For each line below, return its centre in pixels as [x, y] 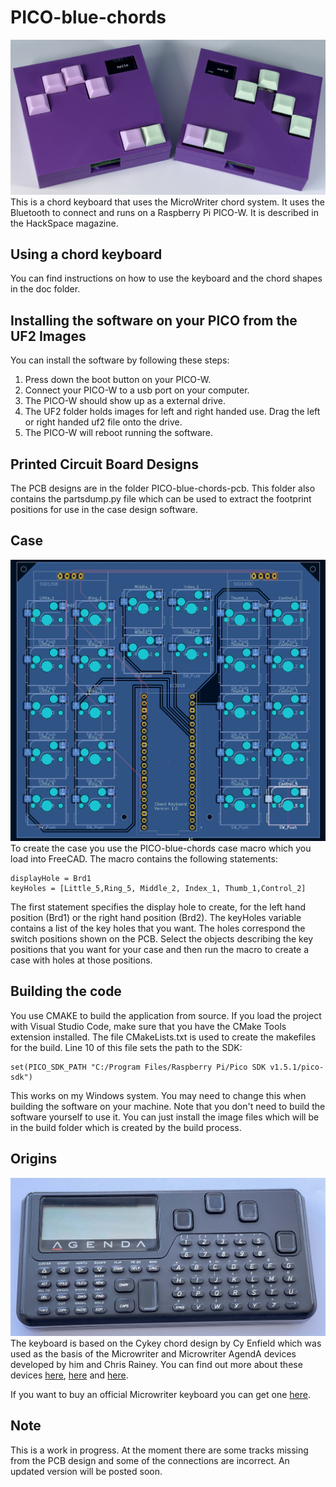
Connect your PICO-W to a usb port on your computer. [137, 390]
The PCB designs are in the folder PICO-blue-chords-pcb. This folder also [163, 488]
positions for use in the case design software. [104, 509]
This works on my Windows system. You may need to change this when [158, 1095]
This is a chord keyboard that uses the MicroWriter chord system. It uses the [167, 202]
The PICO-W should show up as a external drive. [125, 401]
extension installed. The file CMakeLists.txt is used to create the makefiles [163, 1037]
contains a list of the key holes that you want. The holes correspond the [158, 928]
